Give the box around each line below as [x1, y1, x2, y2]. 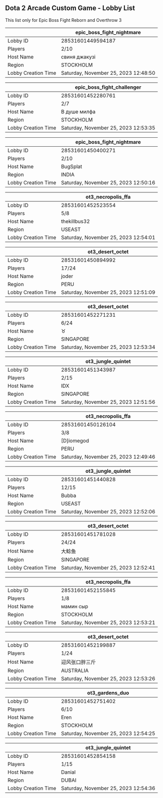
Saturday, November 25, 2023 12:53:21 [61, 619, 156, 626]
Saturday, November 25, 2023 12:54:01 [61, 234, 156, 241]
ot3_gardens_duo [87, 689, 129, 696]
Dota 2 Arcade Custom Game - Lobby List [5, 4, 135, 12]
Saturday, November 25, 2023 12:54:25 [61, 730, 156, 737]
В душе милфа [61, 108, 96, 115]
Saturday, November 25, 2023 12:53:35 [61, 124, 156, 131]
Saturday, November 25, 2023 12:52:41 [61, 564, 156, 571]
